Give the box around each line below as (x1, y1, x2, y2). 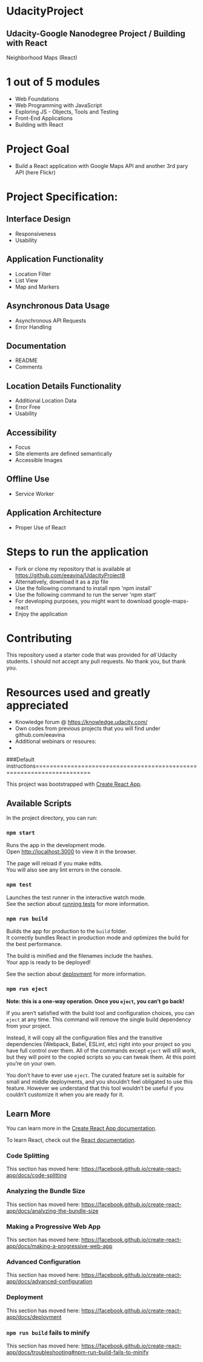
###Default (6, 756, 35, 763)
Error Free (15, 403, 41, 411)
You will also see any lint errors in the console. (6, 866, 122, 874)
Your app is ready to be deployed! (6, 959, 91, 966)
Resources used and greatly (6, 685, 150, 699)
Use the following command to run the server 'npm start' (15, 591, 157, 598)
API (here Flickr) (15, 169, 56, 176)
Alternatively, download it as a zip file (15, 578, 109, 585)
